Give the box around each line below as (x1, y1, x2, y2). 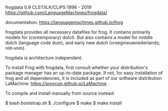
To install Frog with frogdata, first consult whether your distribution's (5, 65, 148, 70)
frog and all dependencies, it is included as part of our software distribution (5, 75, 162, 81)
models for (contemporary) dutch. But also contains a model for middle (5, 35, 153, 40)
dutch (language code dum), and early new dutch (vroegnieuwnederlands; (5, 40, 160, 46)
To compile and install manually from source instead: (5, 90, 115, 96)
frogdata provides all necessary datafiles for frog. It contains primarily (5, 29, 151, 35)
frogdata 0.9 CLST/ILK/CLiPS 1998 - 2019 (5, 5, 92, 10)
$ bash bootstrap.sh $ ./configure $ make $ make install (5, 100, 122, 106)
